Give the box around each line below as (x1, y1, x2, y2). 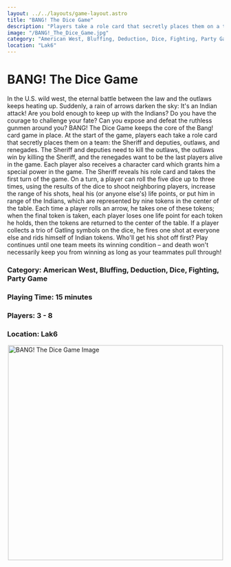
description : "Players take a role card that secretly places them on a (7, 23, 220, 30)
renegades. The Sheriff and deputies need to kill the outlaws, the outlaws (7, 145, 214, 153)
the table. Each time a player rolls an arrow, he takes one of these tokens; (7, 204, 215, 212)
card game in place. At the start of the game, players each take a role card (7, 131, 218, 139)
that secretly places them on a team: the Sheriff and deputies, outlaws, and (7, 138, 220, 147)
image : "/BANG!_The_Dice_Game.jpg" (7, 29, 109, 36)
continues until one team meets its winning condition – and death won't (7, 240, 209, 248)
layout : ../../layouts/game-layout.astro (7, 10, 128, 17)
